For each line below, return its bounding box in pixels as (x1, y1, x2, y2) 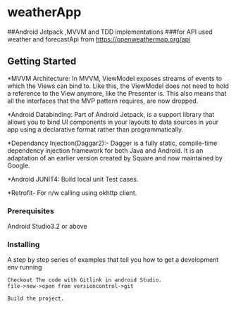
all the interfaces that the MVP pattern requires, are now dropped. (7, 96, 199, 105)
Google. (7, 161, 30, 170)
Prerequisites (7, 206, 54, 215)
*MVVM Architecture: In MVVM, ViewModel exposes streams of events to (7, 74, 223, 82)
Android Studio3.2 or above (7, 222, 87, 231)
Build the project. (7, 295, 65, 303)
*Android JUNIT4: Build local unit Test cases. (7, 175, 139, 183)
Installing (7, 239, 40, 249)
